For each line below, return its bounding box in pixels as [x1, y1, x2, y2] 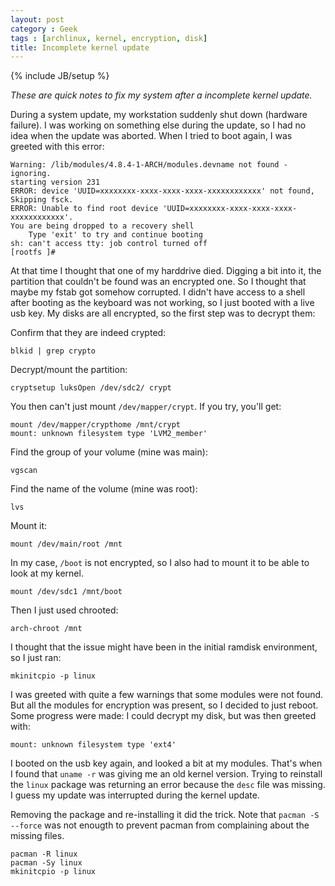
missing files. [10, 830, 65, 842]
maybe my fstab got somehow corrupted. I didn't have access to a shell [10, 286, 306, 298]
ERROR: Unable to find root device [10, 204, 159, 214]
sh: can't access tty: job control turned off [10, 239, 208, 249]
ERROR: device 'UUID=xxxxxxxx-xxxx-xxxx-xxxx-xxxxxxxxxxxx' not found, [10, 186, 315, 196]
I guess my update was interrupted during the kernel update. [10, 789, 260, 801]
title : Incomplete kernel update [10, 42, 150, 53]
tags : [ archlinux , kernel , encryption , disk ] [10, 33, 208, 43]
